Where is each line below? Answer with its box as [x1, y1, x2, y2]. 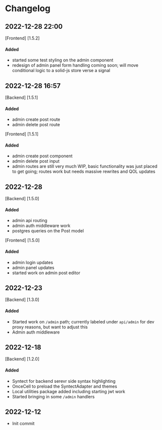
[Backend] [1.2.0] [5, 356, 40, 362]
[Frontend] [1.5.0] [5, 237, 40, 243]
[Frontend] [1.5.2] [5, 35, 40, 41]
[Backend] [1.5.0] [5, 196, 39, 202]
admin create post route [12, 116, 61, 122]
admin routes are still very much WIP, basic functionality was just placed [12, 164, 158, 169]
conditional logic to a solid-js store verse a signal [12, 68, 110, 74]
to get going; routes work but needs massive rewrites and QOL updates [12, 168, 156, 174]
